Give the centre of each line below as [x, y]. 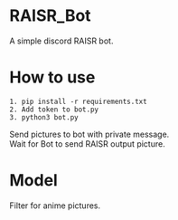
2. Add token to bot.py [54, 110]
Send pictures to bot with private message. [89, 134]
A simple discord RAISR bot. [61, 41]
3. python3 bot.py [44, 117]
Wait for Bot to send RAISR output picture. [87, 143]
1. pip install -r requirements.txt [78, 101]
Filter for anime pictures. [55, 206]
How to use [52, 77]
